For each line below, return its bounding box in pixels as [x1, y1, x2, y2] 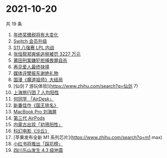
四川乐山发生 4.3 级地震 [13, 147, 64, 153]
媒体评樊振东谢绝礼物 [13, 70, 58, 76]
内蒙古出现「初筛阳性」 [13, 121, 63, 127]
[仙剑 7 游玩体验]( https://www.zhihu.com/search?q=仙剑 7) [13, 83, 138, 89]
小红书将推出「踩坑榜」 [13, 141, 63, 147]
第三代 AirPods [13, 115, 45, 121]
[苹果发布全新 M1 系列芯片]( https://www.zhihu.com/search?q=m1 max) [13, 134, 163, 140]
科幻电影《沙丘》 [13, 128, 50, 134]
